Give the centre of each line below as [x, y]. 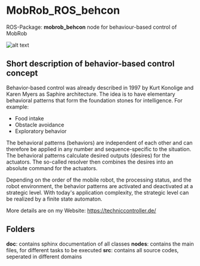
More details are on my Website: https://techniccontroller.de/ [81, 210]
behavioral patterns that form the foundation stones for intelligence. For [94, 100]
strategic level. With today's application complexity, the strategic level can [98, 192]
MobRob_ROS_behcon [63, 10]
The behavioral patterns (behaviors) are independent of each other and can [99, 143]
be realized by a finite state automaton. [54, 199]
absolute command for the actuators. [52, 168]
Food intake [29, 118]
